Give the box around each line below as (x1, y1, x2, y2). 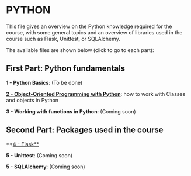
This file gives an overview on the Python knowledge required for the (6, 23, 172, 30)
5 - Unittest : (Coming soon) (6, 151, 73, 158)
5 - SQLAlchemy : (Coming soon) (6, 163, 86, 170)
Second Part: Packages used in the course (6, 125, 164, 135)
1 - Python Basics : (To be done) (6, 79, 83, 86)
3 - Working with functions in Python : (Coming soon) (6, 108, 136, 115)
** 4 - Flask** (6, 140, 40, 147)
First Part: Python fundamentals (6, 64, 126, 74)
